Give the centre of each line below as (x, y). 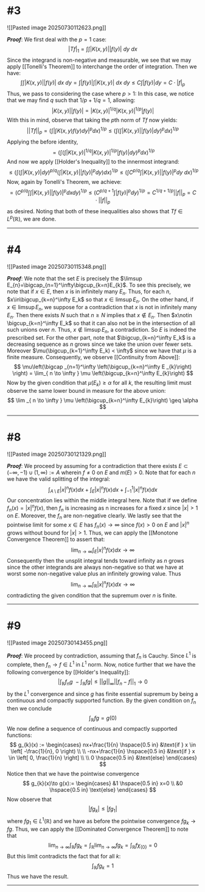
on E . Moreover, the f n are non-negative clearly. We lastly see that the (94, 517)
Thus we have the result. (38, 877)
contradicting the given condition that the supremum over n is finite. (92, 595)
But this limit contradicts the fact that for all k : (64, 856)
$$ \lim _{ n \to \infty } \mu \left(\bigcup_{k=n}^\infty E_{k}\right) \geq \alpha (103, 400)
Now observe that (30, 799)
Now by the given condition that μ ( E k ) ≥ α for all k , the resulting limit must (99, 383)
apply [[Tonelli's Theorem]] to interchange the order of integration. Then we (102, 66)
